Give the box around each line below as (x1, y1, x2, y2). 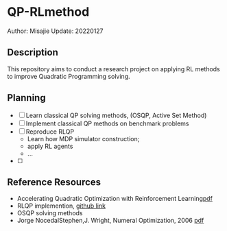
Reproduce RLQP (25, 127, 74, 136)
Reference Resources (7, 176, 101, 188)
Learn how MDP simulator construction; (27, 134, 140, 143)
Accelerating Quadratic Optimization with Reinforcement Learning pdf (16, 195, 213, 203)
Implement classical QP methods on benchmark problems (25, 119, 189, 127)
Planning (7, 92, 46, 104)
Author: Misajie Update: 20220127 (7, 27, 104, 35)
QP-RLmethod (7, 4, 90, 20)
